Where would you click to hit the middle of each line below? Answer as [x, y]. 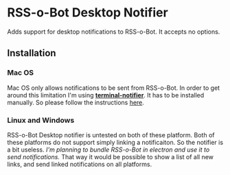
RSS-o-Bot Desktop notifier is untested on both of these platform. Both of [111, 135]
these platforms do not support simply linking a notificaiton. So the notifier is [115, 142]
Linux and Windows [41, 120]
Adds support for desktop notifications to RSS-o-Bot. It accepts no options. [114, 32]
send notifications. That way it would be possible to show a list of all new [111, 156]
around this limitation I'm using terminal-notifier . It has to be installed [106, 95]
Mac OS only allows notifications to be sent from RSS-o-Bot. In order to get [114, 88]
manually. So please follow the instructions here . [76, 102]
